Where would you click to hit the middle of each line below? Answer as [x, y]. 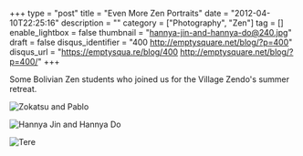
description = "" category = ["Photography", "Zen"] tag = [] [172, 23]
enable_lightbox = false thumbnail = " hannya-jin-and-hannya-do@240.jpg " [151, 32]
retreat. [23, 89]
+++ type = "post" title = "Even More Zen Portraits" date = [120, 13]
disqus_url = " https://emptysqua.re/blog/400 [94, 52]
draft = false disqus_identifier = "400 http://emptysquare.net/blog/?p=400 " [151, 42]
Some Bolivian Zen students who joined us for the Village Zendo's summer [150, 79]
